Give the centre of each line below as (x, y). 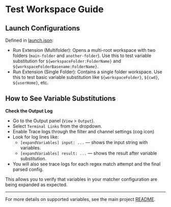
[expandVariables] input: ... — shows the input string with (84, 142)
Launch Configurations (43, 28)
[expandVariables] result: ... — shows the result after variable (89, 153)
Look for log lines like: (36, 137)
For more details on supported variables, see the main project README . (80, 199)
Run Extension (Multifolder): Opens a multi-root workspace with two (84, 50)
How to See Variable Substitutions (61, 98)
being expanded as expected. (36, 185)
